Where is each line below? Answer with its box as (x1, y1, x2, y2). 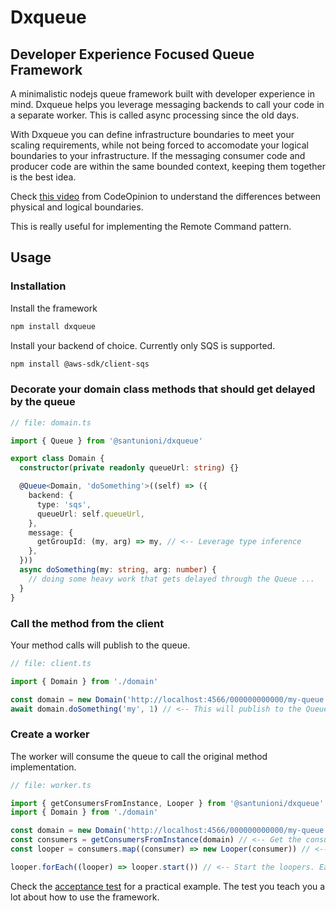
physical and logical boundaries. (10, 201, 144, 213)
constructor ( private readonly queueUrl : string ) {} (19, 463, 240, 473)
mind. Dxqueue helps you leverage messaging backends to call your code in (10, 99, 325, 110)
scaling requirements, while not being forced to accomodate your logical (10, 139, 309, 151)
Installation (10, 279, 67, 293)
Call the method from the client (10, 616, 165, 630)
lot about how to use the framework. (10, 891, 160, 903)
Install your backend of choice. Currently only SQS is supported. (10, 339, 276, 351)
